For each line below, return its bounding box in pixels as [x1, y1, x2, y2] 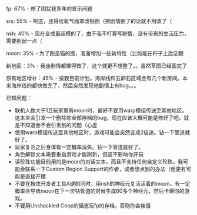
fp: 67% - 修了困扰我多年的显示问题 [6, 5, 93, 12]
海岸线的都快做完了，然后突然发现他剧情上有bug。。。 [11, 82, 139, 89]
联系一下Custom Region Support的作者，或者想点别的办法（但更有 [25, 166, 186, 172]
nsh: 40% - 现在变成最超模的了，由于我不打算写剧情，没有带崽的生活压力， [6, 30, 189, 37]
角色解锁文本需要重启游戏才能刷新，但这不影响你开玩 [14, 151, 144, 158]
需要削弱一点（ [6, 37, 42, 44]
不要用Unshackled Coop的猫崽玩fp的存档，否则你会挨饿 [14, 202, 151, 209]
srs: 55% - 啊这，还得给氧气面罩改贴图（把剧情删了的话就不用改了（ [6, 18, 172, 25]
